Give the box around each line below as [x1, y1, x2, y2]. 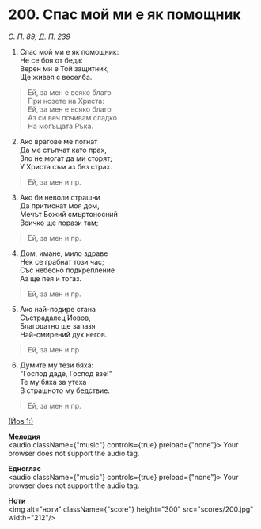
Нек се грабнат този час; [19, 257, 104, 266]
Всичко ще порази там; [19, 218, 99, 227]
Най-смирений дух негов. [19, 329, 108, 339]
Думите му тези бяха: [19, 360, 94, 370]
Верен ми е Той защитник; [19, 63, 109, 73]
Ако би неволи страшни [19, 192, 100, 202]
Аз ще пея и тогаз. [19, 273, 81, 283]
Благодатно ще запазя [19, 321, 96, 330]
